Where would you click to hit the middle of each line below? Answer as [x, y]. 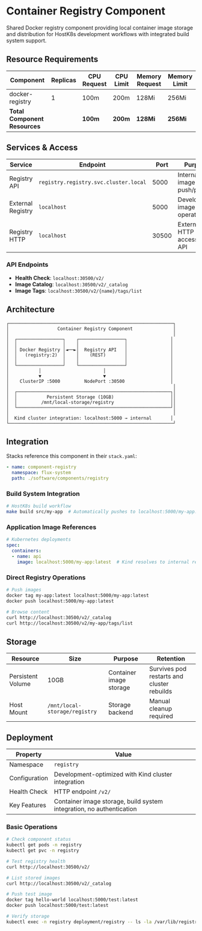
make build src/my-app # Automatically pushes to [71, 512]
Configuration [29, 778]
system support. [26, 40]
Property [29, 754]
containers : [27, 551]
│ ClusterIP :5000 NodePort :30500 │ [90, 381]
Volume [20, 684]
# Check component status [38, 840]
